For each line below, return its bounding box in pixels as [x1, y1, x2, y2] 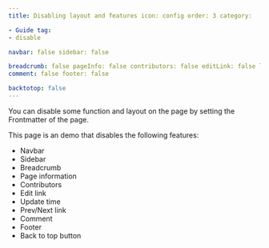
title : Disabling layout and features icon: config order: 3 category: [8, 11, 252, 20]
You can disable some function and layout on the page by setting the [8, 106, 235, 116]
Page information [19, 171, 78, 181]
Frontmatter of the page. [8, 114, 90, 124]
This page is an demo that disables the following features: [8, 130, 199, 140]
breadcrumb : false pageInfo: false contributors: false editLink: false [8, 62, 256, 70]
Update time [19, 197, 62, 206]
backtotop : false [8, 85, 66, 93]
